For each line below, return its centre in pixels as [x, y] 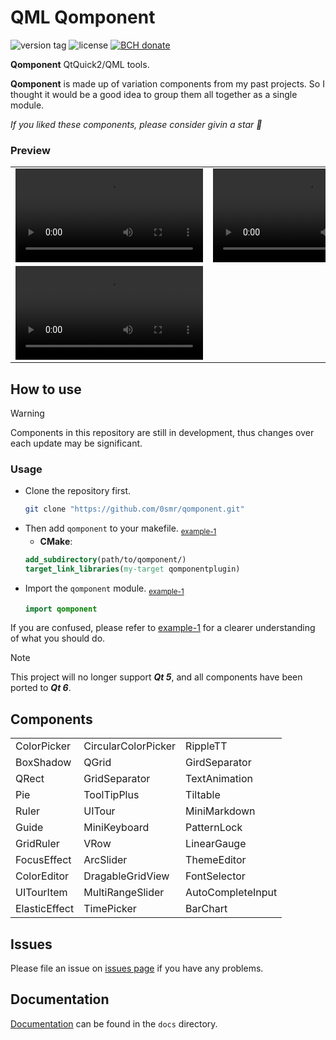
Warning [27, 413]
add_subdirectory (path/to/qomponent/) [105, 560]
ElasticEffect [45, 909]
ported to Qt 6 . [41, 688]
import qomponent [61, 609]
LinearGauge [216, 844]
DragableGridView [126, 876]
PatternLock [214, 828]
